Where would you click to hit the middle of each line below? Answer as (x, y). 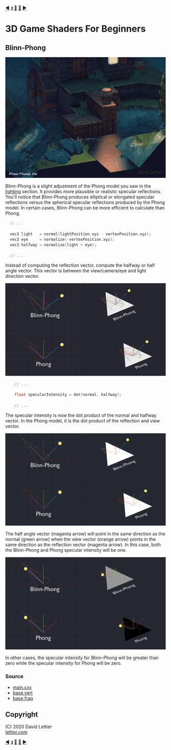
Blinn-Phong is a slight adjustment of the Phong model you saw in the (78, 186)
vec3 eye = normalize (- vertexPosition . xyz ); (62, 239)
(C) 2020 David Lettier (29, 727)
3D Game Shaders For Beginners (76, 29)
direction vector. (22, 276)
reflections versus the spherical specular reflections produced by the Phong (85, 202)
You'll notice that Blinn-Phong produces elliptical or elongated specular (80, 197)
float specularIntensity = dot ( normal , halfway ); (68, 395)
